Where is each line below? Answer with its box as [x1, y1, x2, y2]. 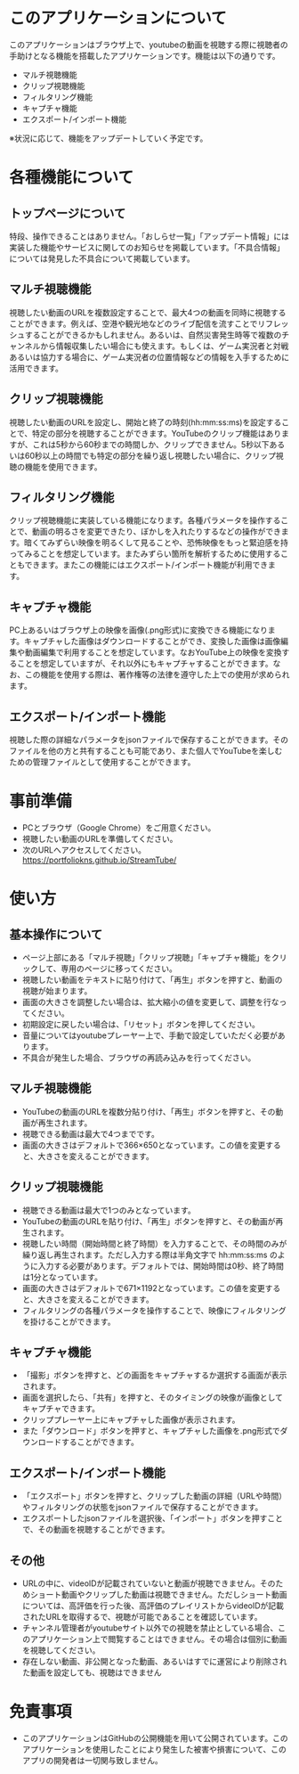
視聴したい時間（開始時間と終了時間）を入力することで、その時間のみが [21, 1238, 287, 1248]
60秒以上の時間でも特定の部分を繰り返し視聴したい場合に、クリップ [24, 450, 277, 461]
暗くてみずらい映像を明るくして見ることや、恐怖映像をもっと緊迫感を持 [23, 537, 289, 548]
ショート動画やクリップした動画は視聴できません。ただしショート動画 [29, 1590, 287, 1599]
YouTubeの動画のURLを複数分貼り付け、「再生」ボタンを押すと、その [21, 1106, 276, 1116]
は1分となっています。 [21, 1271, 102, 1282]
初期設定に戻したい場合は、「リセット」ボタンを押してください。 [21, 1018, 260, 1029]
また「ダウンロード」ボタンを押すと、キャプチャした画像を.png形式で [21, 1426, 280, 1436]
